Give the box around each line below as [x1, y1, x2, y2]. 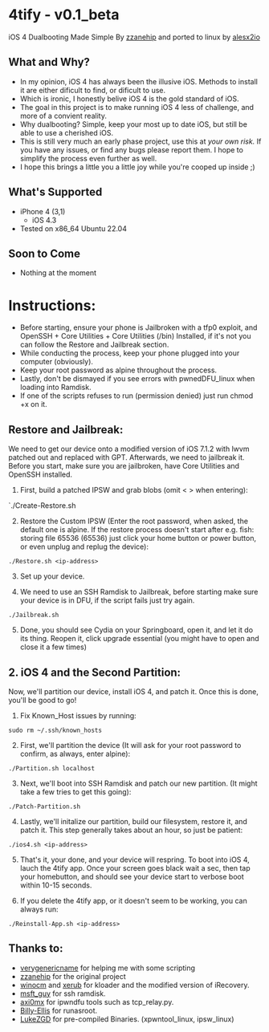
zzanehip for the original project [19, 971, 126, 981]
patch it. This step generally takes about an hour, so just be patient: [19, 825, 243, 835]
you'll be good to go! [8, 695, 77, 705]
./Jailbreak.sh [8, 611, 59, 620]
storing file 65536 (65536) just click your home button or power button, [19, 534, 257, 543]
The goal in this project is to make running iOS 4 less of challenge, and [19, 102, 255, 112]
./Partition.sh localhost [8, 764, 95, 772]
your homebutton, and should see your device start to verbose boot [19, 872, 245, 881]
